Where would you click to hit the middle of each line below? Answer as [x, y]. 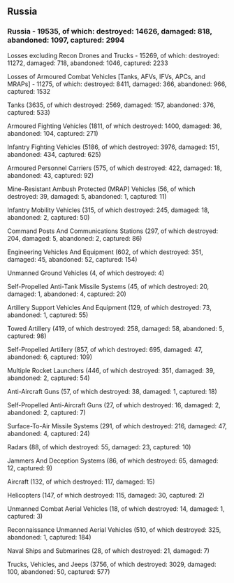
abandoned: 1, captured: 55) [48, 315]
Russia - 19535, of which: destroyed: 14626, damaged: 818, [110, 31]
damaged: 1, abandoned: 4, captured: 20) [67, 294]
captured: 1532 [29, 91]
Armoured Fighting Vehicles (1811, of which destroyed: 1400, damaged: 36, [115, 126]
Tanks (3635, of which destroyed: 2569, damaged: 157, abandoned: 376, [111, 105]
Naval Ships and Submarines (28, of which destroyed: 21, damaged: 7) [108, 550]
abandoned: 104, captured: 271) [53, 133]
